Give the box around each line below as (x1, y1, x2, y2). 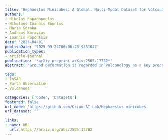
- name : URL (5, 123, 30, 128)
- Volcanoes (5, 86, 30, 91)
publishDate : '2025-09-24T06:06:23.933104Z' (5, 44, 99, 49)
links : (5, 118, 19, 123)
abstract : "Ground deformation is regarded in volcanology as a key (5, 63, 151, 68)
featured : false (5, 99, 39, 105)
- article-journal (5, 53, 43, 59)
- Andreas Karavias (5, 30, 46, 35)
